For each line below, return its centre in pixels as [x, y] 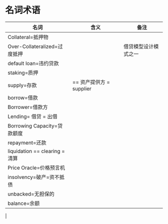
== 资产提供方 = [91, 82]
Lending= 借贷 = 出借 [32, 116]
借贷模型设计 [138, 46]
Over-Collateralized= [33, 46]
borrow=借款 [23, 97]
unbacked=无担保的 [31, 194]
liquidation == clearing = [36, 151]
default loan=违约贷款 [33, 63]
